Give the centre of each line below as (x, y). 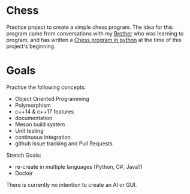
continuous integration (43, 137)
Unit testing (29, 130)
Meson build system (40, 124)
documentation (34, 118)
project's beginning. (31, 46)
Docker (24, 173)
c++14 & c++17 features (44, 111)
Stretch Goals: (24, 155)
